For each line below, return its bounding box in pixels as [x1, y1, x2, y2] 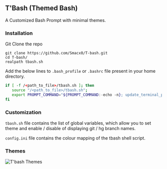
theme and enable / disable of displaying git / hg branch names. [5, 125, 136, 131]
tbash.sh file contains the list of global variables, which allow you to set [5, 120, 152, 126]
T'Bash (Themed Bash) [5, 4, 78, 12]
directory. [5, 73, 25, 79]
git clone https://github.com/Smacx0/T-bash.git [5, 51, 108, 56]
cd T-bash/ [5, 55, 28, 60]
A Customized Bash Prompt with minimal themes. [5, 17, 106, 23]
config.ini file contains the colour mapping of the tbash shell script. [5, 135, 146, 141]
